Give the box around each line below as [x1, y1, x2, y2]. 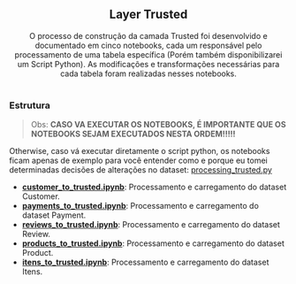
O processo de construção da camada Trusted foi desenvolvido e [29, 30, 268, 41]
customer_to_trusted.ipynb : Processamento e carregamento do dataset [21, 181, 287, 193]
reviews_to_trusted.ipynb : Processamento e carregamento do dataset [21, 219, 281, 230]
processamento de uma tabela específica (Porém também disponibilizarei [14, 49, 283, 60]
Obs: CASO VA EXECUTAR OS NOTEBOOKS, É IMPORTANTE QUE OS [30, 119, 286, 130]
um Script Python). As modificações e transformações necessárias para [17, 58, 280, 69]
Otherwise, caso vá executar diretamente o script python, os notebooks [9, 146, 270, 157]
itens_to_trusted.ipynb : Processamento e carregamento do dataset [21, 257, 269, 268]
